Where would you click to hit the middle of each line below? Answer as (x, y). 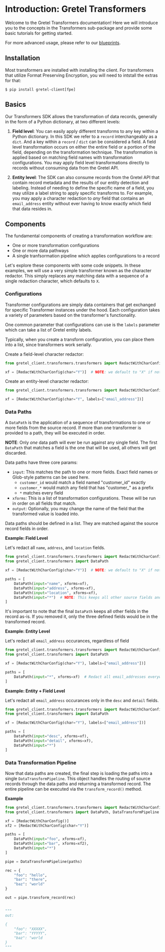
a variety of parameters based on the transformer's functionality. (71, 315)
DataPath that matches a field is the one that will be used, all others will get (81, 448)
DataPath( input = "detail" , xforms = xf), (54, 741)
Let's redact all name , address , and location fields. (55, 548)
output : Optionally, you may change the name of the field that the (78, 509)
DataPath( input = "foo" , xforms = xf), (50, 839)
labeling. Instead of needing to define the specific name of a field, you (83, 187)
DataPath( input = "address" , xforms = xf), (55, 588)
